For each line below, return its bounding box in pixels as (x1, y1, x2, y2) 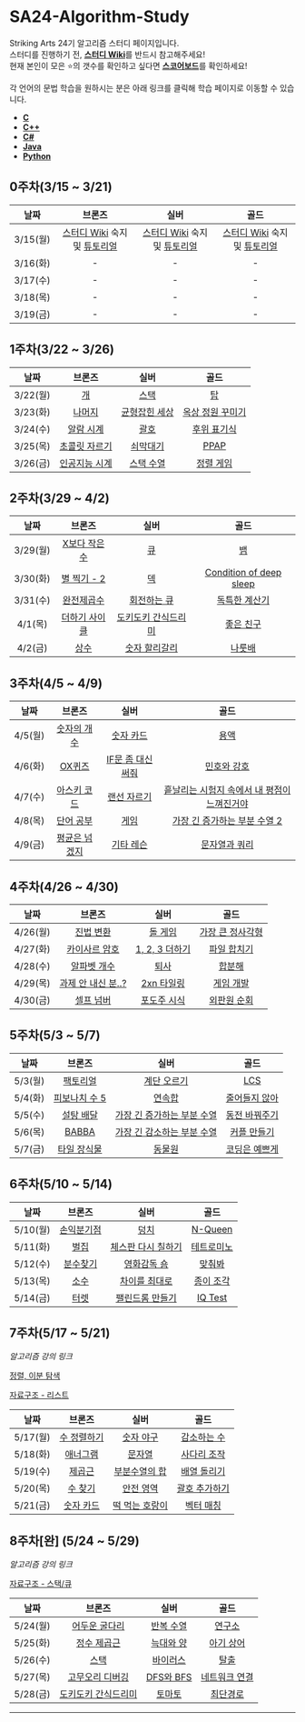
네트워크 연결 (201, 1671, 254, 1684)
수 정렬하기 (59, 1431, 104, 1444)
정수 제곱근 (75, 1637, 121, 1649)
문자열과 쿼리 (201, 838, 254, 851)
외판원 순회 (208, 994, 254, 1006)
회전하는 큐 (129, 594, 174, 606)
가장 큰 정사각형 (199, 926, 263, 938)
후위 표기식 (192, 423, 238, 436)
